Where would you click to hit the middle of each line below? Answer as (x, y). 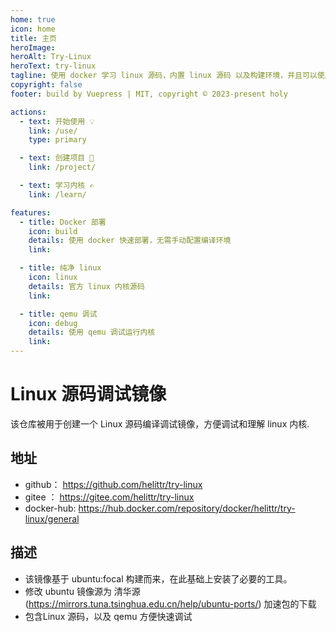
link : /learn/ (57, 194)
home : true (33, 19)
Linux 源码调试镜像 (88, 394)
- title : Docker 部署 (63, 222)
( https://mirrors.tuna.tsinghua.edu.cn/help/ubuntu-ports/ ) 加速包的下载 (170, 603)
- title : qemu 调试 (58, 314)
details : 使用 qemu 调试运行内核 (92, 332)
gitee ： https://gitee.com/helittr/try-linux (109, 497)
